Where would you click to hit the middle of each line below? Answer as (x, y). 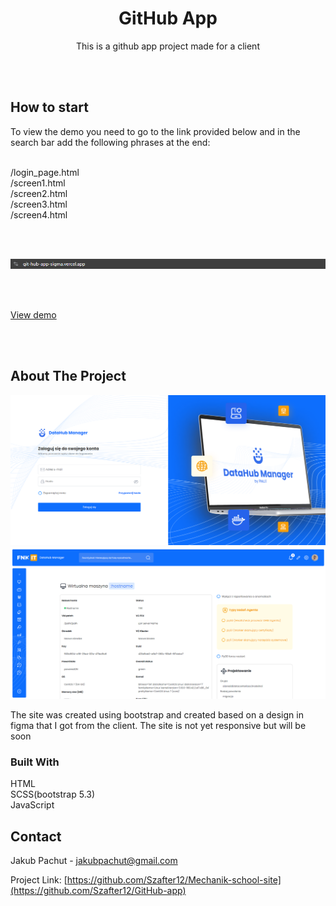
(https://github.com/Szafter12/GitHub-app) (98, 891)
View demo (33, 315)
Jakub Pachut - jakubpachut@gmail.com (94, 861)
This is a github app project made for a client (168, 46)
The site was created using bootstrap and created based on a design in (157, 715)
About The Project (68, 376)
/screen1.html (38, 183)
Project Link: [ (39, 880)
